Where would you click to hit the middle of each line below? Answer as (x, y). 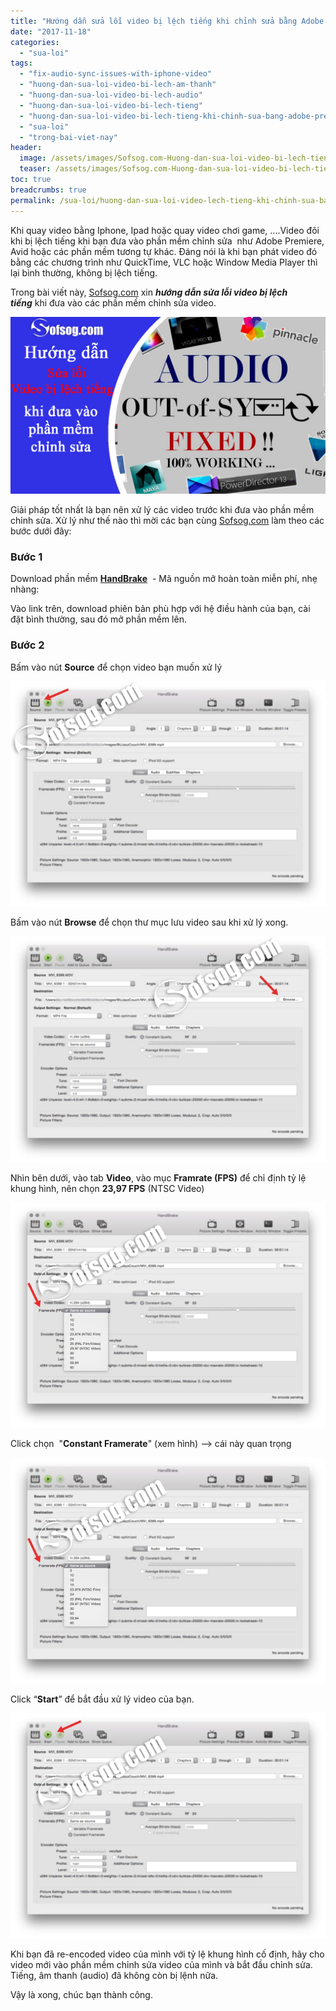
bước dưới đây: (41, 531)
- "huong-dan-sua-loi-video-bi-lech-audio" (111, 95)
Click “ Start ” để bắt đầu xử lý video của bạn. (102, 1699)
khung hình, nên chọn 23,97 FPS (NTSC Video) (107, 1188)
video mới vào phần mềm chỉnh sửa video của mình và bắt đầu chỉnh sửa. (161, 1965)
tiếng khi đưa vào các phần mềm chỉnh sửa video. (113, 302)
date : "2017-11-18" (51, 31)
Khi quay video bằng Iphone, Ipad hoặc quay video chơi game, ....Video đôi (165, 230)
